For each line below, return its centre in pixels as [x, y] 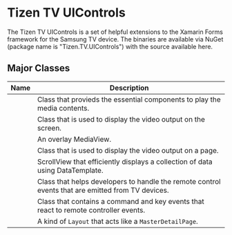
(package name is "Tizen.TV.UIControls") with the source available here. [110, 46]
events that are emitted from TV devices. [103, 190]
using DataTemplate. [70, 170]
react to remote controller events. [91, 210]
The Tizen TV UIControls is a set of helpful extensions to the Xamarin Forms [115, 32]
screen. [49, 128]
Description [129, 88]
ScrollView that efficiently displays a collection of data [125, 162]
